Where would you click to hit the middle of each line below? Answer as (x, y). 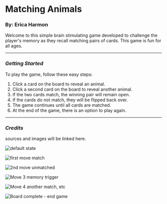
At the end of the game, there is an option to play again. (69, 110)
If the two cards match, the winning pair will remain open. (71, 94)
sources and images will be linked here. (45, 139)
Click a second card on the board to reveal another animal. (72, 89)
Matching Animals (43, 9)
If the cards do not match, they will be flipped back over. (70, 100)
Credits (14, 128)
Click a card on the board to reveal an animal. (59, 84)
